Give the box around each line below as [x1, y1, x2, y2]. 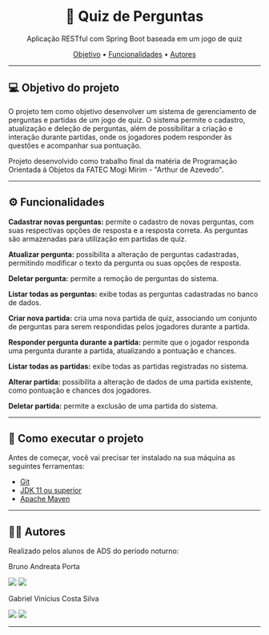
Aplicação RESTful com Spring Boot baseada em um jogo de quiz [26, 34, 243, 43]
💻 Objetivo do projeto [8, 81, 120, 95]
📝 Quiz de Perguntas [65, 7, 204, 26]
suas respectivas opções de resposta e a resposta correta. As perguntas [8, 225, 248, 235]
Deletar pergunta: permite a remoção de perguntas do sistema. [8, 273, 219, 283]
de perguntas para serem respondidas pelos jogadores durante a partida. [8, 321, 251, 332]
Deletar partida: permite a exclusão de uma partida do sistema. [8, 401, 219, 410]
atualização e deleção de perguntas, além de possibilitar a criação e [8, 124, 234, 133]
